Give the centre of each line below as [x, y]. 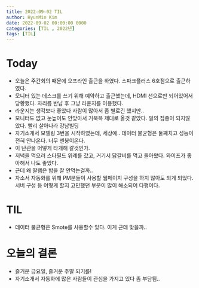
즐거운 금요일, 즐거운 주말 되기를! [53, 271]
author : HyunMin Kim [32, 17]
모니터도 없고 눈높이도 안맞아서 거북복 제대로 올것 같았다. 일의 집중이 [94, 118]
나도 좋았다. [45, 163]
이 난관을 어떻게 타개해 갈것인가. [52, 148]
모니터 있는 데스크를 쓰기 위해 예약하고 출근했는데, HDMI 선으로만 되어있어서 [104, 96]
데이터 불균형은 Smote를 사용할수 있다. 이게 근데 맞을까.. [81, 227]
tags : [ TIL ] [21, 34]
